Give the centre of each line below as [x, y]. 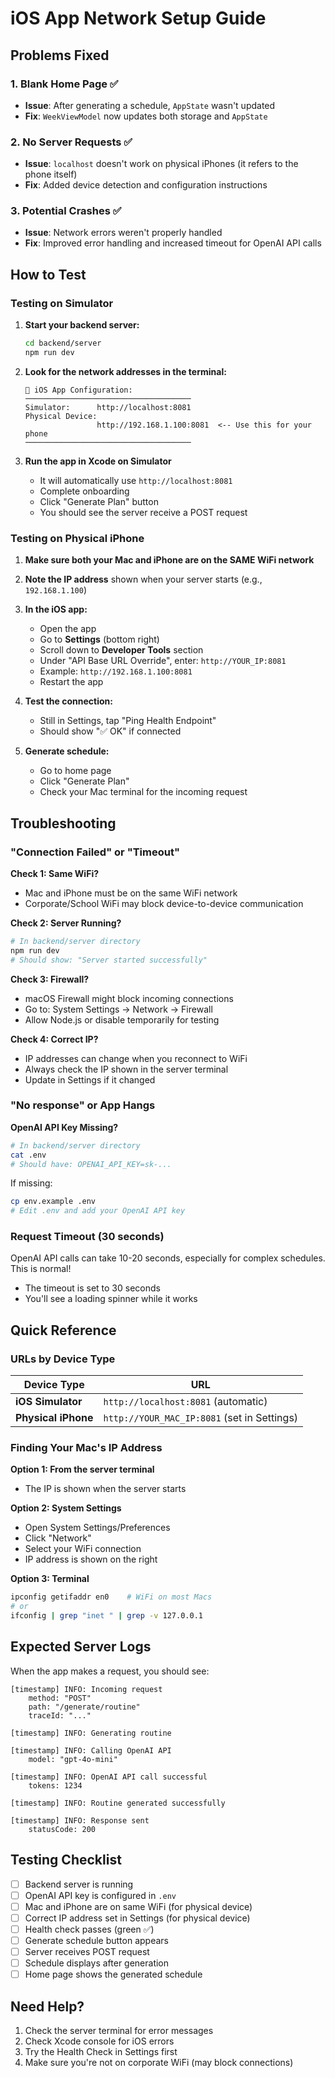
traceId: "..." [60, 1715]
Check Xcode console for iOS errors [99, 2041]
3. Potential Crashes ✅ [66, 211]
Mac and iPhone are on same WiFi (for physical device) [138, 1906]
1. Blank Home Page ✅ [64, 84]
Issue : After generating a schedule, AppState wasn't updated [150, 105]
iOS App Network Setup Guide [138, 18]
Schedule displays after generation [97, 1963]
